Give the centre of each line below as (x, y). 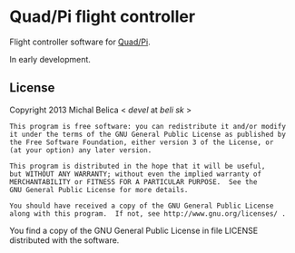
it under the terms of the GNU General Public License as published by (147, 134)
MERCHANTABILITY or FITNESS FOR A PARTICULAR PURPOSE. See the (133, 182)
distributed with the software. (64, 240)
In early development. (50, 59)
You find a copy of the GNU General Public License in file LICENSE (134, 230)
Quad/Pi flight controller (103, 17)
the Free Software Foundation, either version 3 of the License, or (142, 142)
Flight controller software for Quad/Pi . (80, 42)
